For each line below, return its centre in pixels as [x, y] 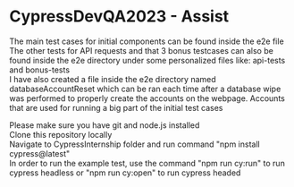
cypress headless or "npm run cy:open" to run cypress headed [125, 173]
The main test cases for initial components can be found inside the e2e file [147, 41]
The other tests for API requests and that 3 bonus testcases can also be [142, 50]
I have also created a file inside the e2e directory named [113, 79]
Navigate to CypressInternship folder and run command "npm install [135, 144]
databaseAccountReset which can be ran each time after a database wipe [145, 89]
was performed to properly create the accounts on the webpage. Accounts [147, 98]
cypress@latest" [40, 153]
